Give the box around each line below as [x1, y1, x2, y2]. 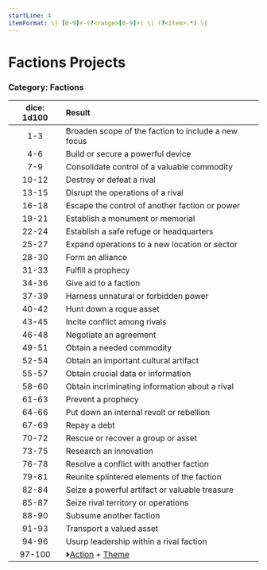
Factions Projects [8, 53, 126, 72]
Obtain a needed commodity [65, 342, 172, 353]
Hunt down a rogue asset [65, 303, 160, 314]
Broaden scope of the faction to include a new [65, 125, 238, 136]
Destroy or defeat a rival [65, 174, 157, 185]
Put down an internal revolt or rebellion [65, 406, 211, 417]
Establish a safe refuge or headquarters [65, 226, 214, 237]
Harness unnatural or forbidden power [65, 290, 209, 301]
